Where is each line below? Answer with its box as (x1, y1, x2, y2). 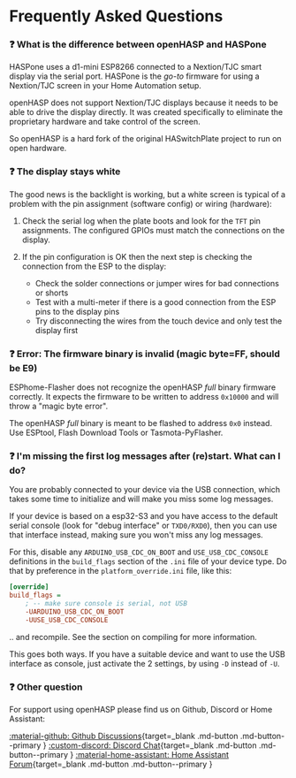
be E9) (9, 362, 38, 374)
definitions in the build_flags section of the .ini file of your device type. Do (9, 556, 287, 567)
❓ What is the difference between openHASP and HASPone (9, 38, 267, 50)
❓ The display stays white (9, 165, 121, 178)
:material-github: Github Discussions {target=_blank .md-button (9, 731, 239, 742)
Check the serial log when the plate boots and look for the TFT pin (21, 215, 261, 226)
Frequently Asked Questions (9, 6, 224, 27)
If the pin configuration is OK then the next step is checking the (21, 251, 253, 262)
